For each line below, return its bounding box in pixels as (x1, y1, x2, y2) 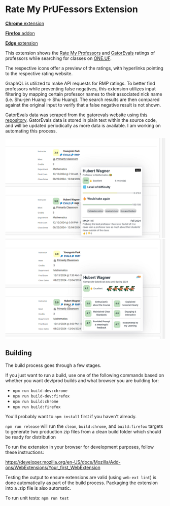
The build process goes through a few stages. (5, 362, 101, 368)
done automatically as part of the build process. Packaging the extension (5, 480, 158, 486)
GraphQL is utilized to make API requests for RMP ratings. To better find (5, 80, 156, 86)
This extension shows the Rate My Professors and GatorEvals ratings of (5, 50, 155, 56)
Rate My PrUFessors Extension (5, 4, 138, 15)
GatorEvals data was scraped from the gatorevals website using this (5, 112, 148, 118)
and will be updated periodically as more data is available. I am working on (5, 122, 161, 128)
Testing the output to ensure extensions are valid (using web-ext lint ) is (5, 474, 156, 480)
